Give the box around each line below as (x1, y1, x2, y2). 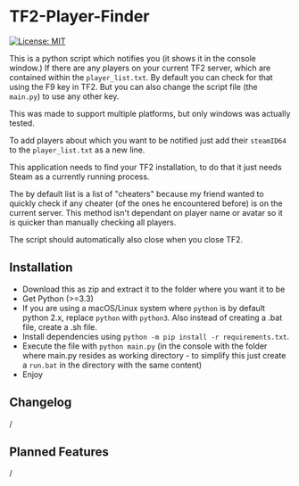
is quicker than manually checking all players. (9, 217, 177, 227)
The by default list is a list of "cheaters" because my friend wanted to (9, 188, 265, 199)
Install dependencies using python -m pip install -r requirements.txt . (21, 331, 290, 342)
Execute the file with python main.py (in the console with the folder (21, 341, 268, 351)
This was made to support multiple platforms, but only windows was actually (9, 108, 291, 119)
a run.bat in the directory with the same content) (21, 359, 203, 370)
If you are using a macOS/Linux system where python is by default (21, 302, 266, 313)
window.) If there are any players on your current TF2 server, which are (9, 62, 271, 73)
